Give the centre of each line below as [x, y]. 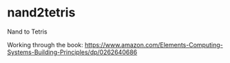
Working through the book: [45, 45]
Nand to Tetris [27, 32]
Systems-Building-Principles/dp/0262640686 [72, 52]
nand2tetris [41, 13]
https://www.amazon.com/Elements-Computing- [154, 45]
